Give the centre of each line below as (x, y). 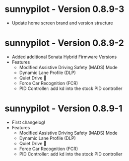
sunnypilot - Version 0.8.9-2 (64, 43)
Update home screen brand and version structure (62, 23)
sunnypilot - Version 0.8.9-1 (64, 109)
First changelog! (29, 122)
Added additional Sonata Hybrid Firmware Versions (64, 57)
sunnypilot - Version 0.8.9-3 (64, 9)
